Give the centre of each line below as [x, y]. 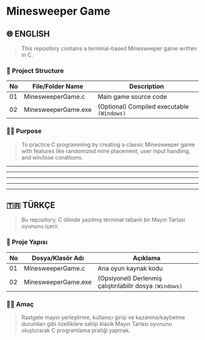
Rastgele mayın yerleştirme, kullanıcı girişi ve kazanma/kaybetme [103, 317]
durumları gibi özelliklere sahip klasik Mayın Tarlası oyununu [96, 324]
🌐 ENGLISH [28, 34]
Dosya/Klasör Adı [58, 258]
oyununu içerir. [40, 226]
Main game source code [132, 97]
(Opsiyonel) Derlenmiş [130, 278]
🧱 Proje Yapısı [27, 242]
